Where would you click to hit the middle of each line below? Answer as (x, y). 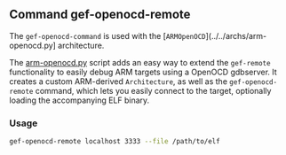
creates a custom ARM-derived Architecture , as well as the (119, 81)
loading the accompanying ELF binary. (79, 100)
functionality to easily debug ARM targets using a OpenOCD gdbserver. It (143, 72)
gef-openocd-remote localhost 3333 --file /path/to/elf (115, 142)
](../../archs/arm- (236, 35)
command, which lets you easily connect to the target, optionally (153, 90)
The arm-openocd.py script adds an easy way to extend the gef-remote (140, 62)
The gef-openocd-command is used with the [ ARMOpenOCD (107, 35)
